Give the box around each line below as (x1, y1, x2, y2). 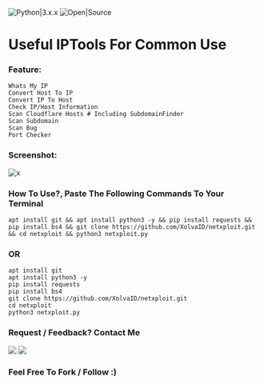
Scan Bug (8, 124, 38, 132)
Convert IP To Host (8, 96, 74, 104)
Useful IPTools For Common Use (8, 36, 227, 54)
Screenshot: (8, 150, 58, 161)
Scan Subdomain (8, 117, 59, 126)
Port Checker (8, 131, 52, 139)
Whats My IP (8, 82, 48, 90)
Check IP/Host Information (8, 103, 98, 111)
